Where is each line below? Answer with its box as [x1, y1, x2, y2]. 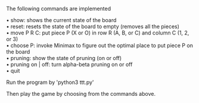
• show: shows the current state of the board [6, 17, 117, 23]
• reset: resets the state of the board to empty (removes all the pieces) [6, 23, 180, 30]
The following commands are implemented [6, 5, 111, 12]
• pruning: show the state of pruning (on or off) [6, 55, 122, 61]
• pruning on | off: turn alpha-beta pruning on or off [6, 61, 133, 68]
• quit [6, 67, 20, 74]
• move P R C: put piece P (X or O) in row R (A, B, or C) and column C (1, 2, [6, 29, 189, 36]
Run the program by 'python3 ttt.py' [6, 79, 94, 86]
